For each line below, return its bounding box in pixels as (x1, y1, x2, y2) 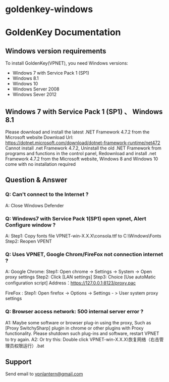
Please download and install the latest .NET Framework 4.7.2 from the (5, 129, 150, 135)
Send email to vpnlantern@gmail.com (5, 371, 83, 377)
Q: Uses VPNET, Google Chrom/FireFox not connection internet (5, 251, 163, 258)
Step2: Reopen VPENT (5, 238, 52, 244)
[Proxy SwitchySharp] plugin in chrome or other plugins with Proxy (5, 325, 144, 331)
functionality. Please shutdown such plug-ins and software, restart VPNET (5, 330, 160, 337)
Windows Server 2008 (12, 86, 60, 92)
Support (5, 357, 32, 366)
